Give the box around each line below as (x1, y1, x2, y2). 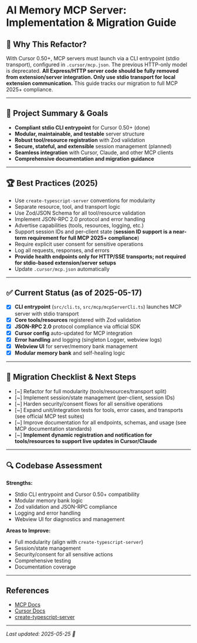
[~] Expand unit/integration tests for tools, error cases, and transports (14, 406, 184, 413)
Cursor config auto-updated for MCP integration (14, 329, 133, 336)
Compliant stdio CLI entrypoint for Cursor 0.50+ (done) (14, 124, 151, 131)
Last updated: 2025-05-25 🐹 (6, 631, 76, 638)
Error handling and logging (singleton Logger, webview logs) (14, 336, 162, 343)
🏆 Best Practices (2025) (6, 178, 98, 188)
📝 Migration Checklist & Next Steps (6, 372, 137, 382)
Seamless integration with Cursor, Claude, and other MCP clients (14, 149, 174, 156)
